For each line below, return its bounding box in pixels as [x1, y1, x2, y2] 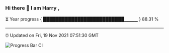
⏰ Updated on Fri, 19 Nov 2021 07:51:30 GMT [5, 32, 99, 38]
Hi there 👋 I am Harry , [5, 4, 60, 11]
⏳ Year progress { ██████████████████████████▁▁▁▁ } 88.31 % [5, 16, 159, 22]
